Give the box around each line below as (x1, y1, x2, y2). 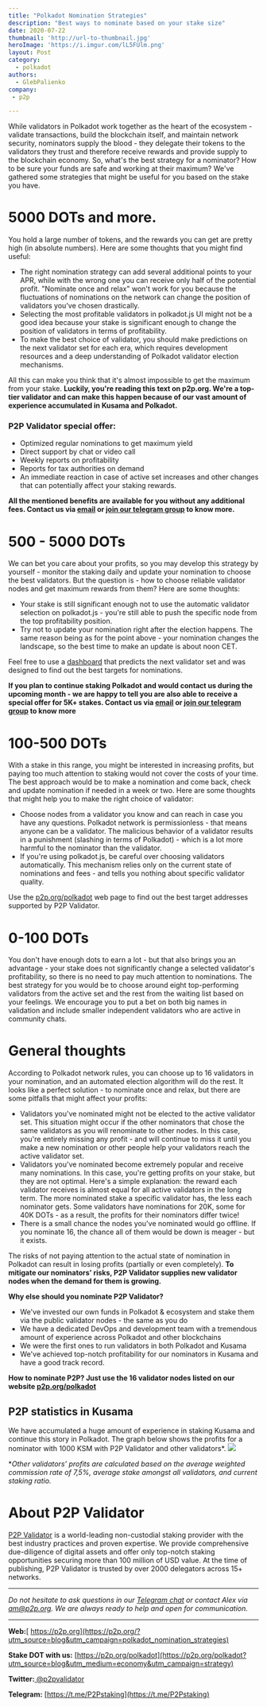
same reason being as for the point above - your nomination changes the (19, 633, 259, 643)
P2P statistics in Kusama (8, 1404, 133, 1419)
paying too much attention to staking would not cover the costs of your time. (8, 768, 258, 779)
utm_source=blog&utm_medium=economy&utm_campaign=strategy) (8, 1659, 234, 1668)
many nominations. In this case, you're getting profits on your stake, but (19, 1168, 256, 1178)
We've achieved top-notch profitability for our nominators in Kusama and (19, 1349, 259, 1359)
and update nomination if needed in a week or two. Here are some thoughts (8, 786, 256, 795)
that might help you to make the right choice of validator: (8, 794, 195, 803)
